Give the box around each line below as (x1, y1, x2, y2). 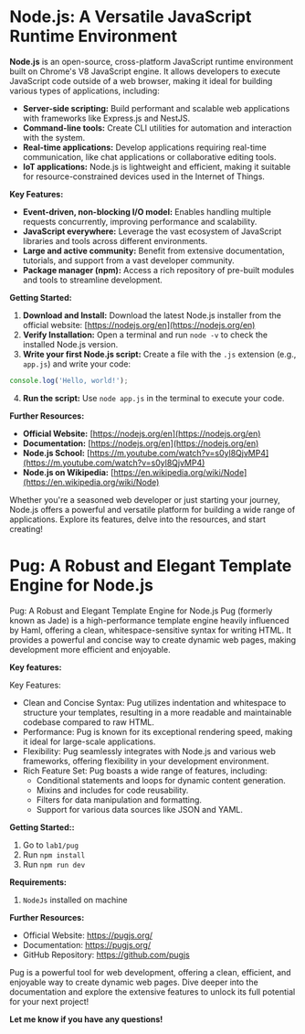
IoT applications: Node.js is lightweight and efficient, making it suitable (22, 161, 291, 172)
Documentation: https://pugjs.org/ (22, 939, 152, 950)
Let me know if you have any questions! (9, 1013, 163, 1025)
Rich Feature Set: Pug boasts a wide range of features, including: (22, 765, 268, 776)
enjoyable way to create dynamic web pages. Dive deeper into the (9, 976, 258, 987)
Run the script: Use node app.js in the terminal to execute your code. (22, 392, 285, 403)
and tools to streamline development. (22, 274, 163, 285)
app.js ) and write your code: (22, 358, 131, 369)
